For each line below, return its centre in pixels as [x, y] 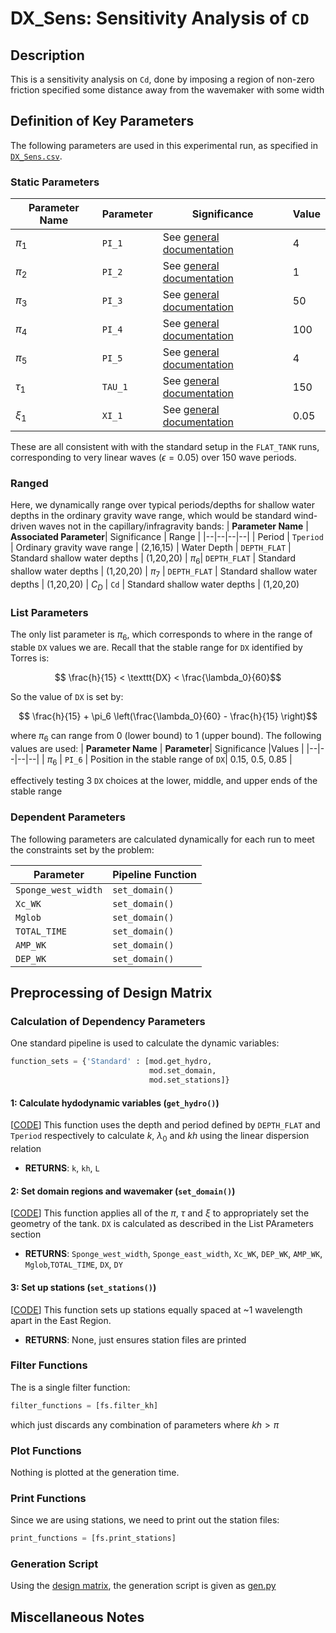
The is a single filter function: [70, 1387]
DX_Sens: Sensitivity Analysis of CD [160, 18]
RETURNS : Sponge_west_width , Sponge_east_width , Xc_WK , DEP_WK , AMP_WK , [173, 1254]
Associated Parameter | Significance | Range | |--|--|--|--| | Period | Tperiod [167, 537]
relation [26, 1149]
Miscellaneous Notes [77, 1617]
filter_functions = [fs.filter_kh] [84, 1405]
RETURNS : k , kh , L [62, 1168]
